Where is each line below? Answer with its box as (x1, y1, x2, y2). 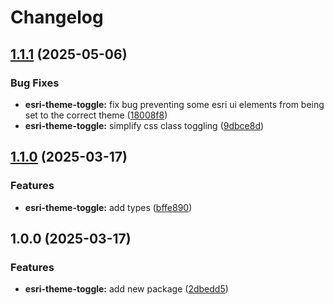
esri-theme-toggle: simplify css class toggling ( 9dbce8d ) (24, 119, 265, 131)
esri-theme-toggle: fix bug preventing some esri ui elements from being (24, 98, 325, 110)
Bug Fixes (10, 76, 60, 90)
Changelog (10, 6, 104, 29)
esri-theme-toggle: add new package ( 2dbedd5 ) (24, 283, 229, 295)
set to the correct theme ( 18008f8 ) (24, 109, 168, 121)
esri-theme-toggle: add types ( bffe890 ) (24, 201, 193, 213)
